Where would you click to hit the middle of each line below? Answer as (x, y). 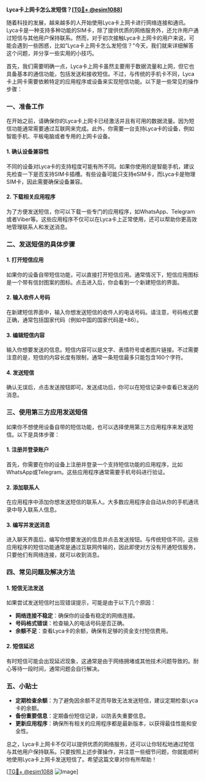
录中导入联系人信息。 (33, 510)
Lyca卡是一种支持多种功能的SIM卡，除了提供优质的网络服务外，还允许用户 (100, 30)
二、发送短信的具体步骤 (41, 244)
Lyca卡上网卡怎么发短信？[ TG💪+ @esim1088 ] (64, 9)
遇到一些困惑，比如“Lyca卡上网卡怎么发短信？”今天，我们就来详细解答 (105, 46)
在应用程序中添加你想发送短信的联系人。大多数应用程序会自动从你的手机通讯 (103, 502)
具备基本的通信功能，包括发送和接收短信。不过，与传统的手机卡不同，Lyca (100, 74)
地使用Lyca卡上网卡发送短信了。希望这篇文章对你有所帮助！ (82, 759)
